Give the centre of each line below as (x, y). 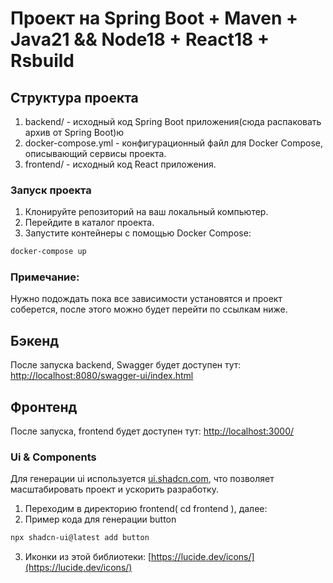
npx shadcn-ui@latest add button (80, 538)
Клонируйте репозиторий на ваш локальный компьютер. (146, 212)
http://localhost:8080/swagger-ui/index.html (102, 376)
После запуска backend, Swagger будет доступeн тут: (126, 365)
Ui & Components (53, 457)
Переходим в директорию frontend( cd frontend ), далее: (146, 509)
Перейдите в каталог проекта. (89, 223)
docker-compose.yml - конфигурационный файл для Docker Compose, (173, 143)
